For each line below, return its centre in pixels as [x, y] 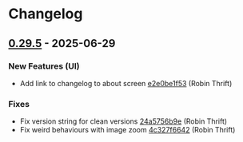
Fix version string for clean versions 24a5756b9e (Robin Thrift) [123, 121]
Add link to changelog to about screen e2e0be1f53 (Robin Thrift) [126, 83]
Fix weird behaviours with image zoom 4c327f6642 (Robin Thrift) [127, 130]
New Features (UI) [44, 66]
